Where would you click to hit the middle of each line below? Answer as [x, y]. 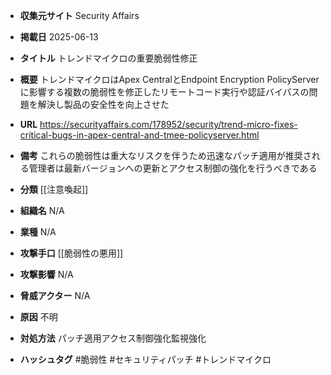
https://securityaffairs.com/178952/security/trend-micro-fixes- [168, 124]
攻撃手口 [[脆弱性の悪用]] [71, 253]
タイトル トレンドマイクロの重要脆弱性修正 [108, 58]
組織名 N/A [42, 210]
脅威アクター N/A [55, 295]
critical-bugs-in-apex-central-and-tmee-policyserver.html [139, 135]
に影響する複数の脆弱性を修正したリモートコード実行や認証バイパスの [164, 92]
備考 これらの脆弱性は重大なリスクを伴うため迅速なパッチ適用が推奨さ [165, 155]
